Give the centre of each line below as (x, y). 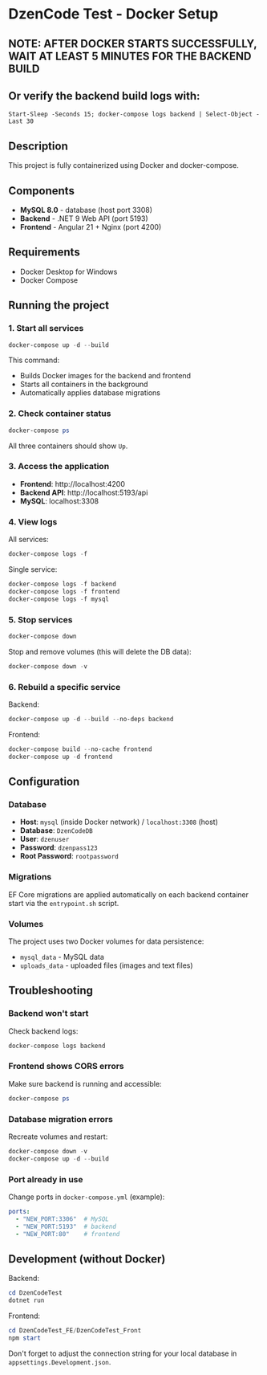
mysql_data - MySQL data (62, 957)
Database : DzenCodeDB (57, 830)
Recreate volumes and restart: (58, 1136)
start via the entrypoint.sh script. (64, 903)
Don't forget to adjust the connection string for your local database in (123, 1353)
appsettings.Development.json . (60, 1361)
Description (38, 146)
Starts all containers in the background (84, 384)
